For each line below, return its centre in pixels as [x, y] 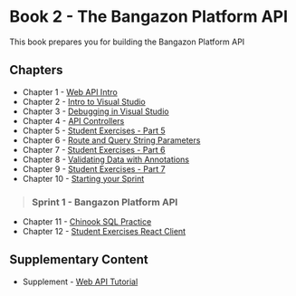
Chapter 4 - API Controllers [73, 120]
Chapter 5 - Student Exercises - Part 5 [94, 130]
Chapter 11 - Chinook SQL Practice [87, 222]
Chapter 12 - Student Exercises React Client [104, 232]
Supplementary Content [79, 260]
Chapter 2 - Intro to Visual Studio [84, 101]
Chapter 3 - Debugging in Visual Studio [95, 111]
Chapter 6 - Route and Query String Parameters [111, 140]
